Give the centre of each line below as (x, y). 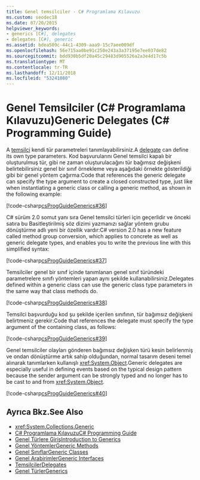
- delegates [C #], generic (40, 39)
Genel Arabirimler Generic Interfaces (59, 458)
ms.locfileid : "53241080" (38, 78)
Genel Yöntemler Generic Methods (56, 445)
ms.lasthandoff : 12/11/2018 (41, 73)
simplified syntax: (28, 249)
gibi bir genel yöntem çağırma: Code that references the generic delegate (96, 175)
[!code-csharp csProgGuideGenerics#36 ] (57, 206)
